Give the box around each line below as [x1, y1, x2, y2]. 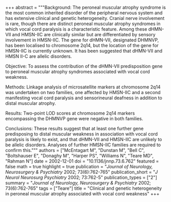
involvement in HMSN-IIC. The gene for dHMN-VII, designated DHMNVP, [5, 37, 159, 43]
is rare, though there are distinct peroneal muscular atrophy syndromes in [5, 20, 161, 27]
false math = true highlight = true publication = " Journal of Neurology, [5, 164, 153, 169]
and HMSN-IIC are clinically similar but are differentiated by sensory [12, 32, 156, 37]
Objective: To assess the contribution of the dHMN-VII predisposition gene [5, 63, 163, 69]
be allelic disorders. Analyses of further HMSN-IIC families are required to [5, 142, 161, 148]
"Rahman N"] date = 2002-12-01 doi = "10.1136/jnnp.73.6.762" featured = [5, 158, 159, 164]
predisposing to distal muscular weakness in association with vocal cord [5, 131, 158, 137]
